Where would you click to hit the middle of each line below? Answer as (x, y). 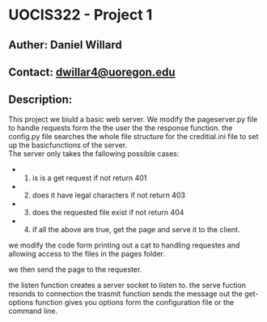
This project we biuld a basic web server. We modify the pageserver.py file (133, 119)
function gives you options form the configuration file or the (135, 302)
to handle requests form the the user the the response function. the (121, 128)
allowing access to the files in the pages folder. (87, 253)
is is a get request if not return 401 (89, 178)
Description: (40, 100)
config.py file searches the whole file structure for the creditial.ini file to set (133, 136)
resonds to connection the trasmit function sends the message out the (125, 294)
